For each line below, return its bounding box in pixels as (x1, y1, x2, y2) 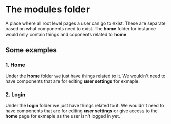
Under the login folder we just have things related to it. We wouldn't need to (5, 102, 164, 108)
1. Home (5, 61, 25, 68)
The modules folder (5, 4, 90, 15)
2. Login (5, 90, 26, 98)
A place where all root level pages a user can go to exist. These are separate (5, 20, 166, 26)
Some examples (5, 46, 58, 54)
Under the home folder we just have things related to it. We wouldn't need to (5, 73, 166, 79)
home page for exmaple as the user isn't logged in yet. (5, 113, 121, 119)
